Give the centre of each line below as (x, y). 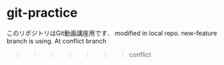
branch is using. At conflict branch (57, 41)
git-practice (42, 13)
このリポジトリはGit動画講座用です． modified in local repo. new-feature (112, 33)
